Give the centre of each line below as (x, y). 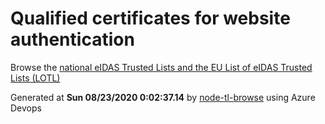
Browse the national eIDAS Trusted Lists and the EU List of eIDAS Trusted (161, 67)
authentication (72, 39)
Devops (26, 108)
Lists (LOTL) (35, 78)
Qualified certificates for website (150, 18)
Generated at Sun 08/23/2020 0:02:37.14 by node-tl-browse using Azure (163, 97)
